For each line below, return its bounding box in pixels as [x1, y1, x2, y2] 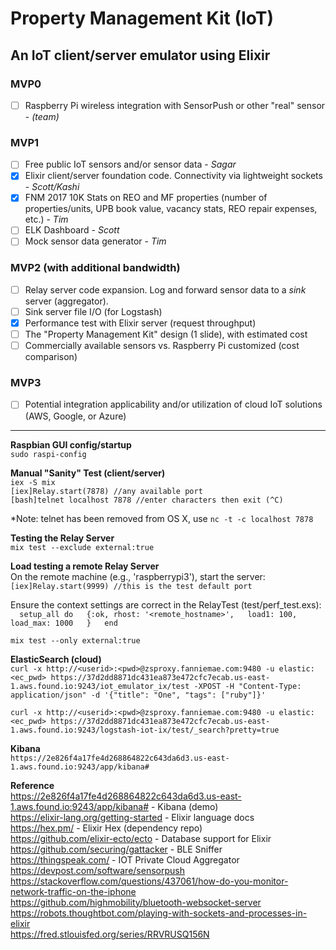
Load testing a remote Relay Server [10, 560, 160, 572]
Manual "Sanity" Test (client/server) [10, 467, 166, 479]
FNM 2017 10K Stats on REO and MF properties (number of [24, 192, 268, 204]
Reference [10, 779, 55, 791]
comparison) [24, 351, 78, 363]
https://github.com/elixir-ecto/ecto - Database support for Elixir [10, 832, 272, 844]
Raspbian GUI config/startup [10, 438, 132, 451]
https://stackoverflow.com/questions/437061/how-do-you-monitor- [10, 875, 289, 887]
